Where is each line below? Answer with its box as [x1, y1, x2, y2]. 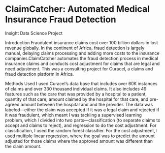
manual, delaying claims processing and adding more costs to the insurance [5, 50, 160, 56]
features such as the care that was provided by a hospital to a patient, [5, 91, 147, 97]
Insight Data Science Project [5, 30, 63, 36]
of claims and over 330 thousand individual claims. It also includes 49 [5, 86, 147, 92]
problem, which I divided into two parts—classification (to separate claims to [5, 117, 161, 123]
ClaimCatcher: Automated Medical [5, 3, 150, 15]
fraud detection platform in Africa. [5, 71, 74, 77]
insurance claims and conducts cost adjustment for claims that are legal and [5, 61, 160, 66]
